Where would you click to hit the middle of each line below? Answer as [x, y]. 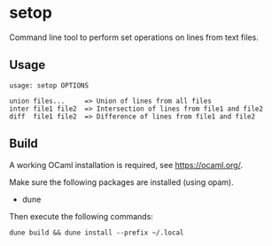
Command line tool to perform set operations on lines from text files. [134, 37]
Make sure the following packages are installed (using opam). [122, 182]
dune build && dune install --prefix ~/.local [97, 233]
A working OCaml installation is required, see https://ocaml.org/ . [126, 165]
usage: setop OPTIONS [49, 85]
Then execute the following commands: [81, 216]
